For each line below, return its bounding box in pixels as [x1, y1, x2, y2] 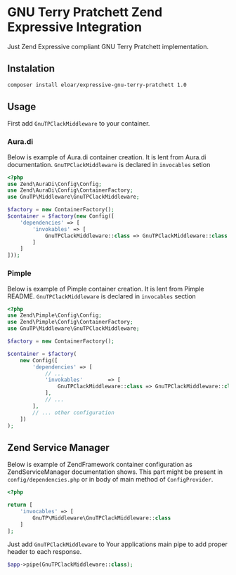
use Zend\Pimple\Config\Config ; [7, 312, 102, 319]
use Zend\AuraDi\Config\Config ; [7, 180, 102, 187]
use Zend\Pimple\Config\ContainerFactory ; [7, 319, 133, 326]
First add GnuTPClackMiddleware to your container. [7, 119, 150, 128]
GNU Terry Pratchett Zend [7, 4, 163, 20]
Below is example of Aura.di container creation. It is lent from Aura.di [7, 152, 206, 161]
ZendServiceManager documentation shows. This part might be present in [7, 468, 223, 476]
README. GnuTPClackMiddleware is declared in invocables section [7, 292, 197, 300]
